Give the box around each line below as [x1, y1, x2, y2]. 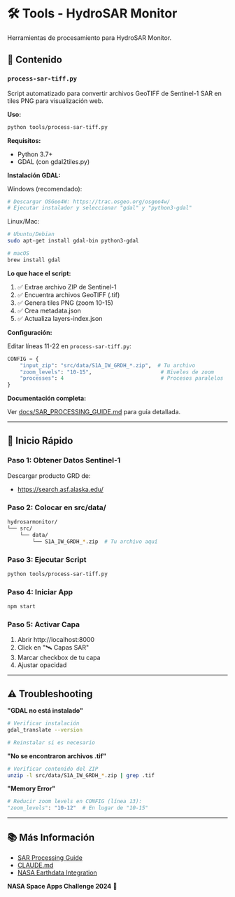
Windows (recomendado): [7, 184, 83, 193]
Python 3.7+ [17, 150, 53, 158]
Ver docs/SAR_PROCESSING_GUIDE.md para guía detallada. [7, 408, 181, 416]
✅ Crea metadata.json [17, 306, 82, 315]
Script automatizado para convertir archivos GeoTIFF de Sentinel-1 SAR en [7, 89, 222, 97]
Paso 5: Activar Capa [7, 619, 80, 629]
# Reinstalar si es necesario [7, 739, 96, 746]
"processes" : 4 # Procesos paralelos [20, 375, 224, 382]
